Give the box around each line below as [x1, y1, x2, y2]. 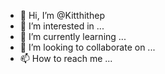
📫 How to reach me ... [19, 53, 113, 64]
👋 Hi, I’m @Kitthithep [19, 10, 105, 21]
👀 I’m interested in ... [19, 20, 105, 32]
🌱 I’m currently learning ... [19, 31, 127, 42]
